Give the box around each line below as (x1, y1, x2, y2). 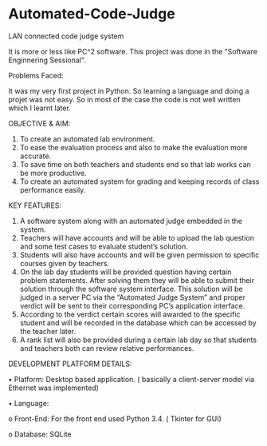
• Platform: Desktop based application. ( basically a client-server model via (8, 374, 255, 384)
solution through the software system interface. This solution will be (19, 284, 243, 293)
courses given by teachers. (19, 258, 110, 268)
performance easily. (19, 185, 86, 194)
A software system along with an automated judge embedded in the (19, 216, 243, 225)
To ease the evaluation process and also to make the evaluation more (19, 142, 248, 152)
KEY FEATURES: (8, 201, 62, 210)
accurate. (19, 151, 52, 161)
